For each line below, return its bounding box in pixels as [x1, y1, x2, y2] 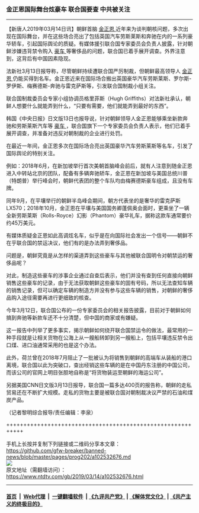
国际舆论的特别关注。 [6, 150, 58, 157]
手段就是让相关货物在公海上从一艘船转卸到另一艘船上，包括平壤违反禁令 [11, 334, 188, 341]
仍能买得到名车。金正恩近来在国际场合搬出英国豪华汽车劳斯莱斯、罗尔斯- [12, 75, 192, 82]
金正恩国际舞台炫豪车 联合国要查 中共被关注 [6, 5, 130, 13]
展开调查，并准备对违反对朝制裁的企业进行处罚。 [6, 130, 126, 137]
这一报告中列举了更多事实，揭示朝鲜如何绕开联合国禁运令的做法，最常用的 [6, 327, 188, 334]
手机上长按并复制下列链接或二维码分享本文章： [6, 440, 120, 448]
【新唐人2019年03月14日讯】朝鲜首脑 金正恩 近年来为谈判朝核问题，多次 [6, 25, 184, 33]
